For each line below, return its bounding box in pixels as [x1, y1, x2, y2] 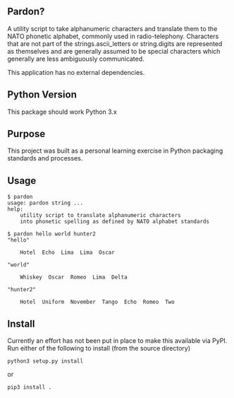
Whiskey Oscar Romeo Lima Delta [20, 274, 128, 281]
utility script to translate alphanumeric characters [20, 212, 181, 219]
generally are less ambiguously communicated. [7, 54, 144, 63]
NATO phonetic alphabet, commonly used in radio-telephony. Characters [7, 32, 219, 40]
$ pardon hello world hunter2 [7, 230, 97, 238]
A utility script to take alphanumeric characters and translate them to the [7, 24, 218, 33]
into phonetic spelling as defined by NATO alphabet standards [20, 218, 210, 226]
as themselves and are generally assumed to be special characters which [7, 47, 221, 55]
